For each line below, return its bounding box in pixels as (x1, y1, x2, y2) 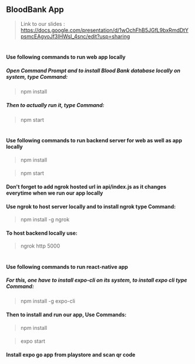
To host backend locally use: (6, 229, 78, 236)
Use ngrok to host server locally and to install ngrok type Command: (6, 203, 176, 210)
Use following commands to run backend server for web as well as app (6, 137, 182, 144)
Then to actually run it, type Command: (6, 101, 105, 108)
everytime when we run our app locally (6, 189, 103, 196)
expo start (20, 338, 46, 345)
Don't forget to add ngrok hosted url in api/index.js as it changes (6, 183, 166, 190)
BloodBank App (6, 5, 65, 15)
